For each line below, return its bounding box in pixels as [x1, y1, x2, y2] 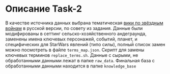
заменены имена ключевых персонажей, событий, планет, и [5, 36, 137, 42]
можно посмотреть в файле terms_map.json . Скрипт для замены [5, 47, 145, 53]
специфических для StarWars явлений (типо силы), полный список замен [5, 41, 165, 47]
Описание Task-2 [5, 3, 82, 15]
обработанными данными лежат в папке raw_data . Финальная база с [5, 57, 155, 63]
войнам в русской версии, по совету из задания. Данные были [5, 25, 143, 31]
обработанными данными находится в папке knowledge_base [5, 63, 136, 69]
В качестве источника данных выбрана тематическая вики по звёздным [5, 20, 164, 26]
